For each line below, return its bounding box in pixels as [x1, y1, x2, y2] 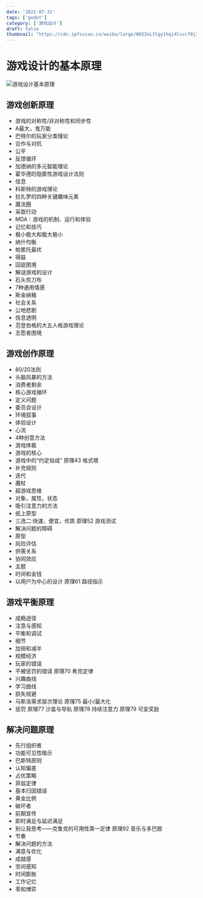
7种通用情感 [14, 283, 45, 291]
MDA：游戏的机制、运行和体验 [14, 216, 91, 223]
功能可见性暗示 [14, 749, 53, 757]
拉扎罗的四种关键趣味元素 [14, 193, 79, 200]
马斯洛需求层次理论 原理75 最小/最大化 [14, 698, 111, 705]
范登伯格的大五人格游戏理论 [14, 322, 85, 329]
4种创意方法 [14, 434, 45, 441]
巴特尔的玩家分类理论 [14, 132, 68, 139]
